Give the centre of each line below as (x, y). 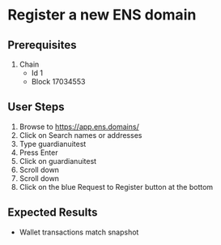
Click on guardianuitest (58, 161)
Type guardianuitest (53, 144)
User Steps (36, 107)
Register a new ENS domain (102, 15)
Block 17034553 (58, 82)
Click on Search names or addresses (81, 135)
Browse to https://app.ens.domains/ (79, 127)
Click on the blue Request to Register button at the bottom (116, 187)
